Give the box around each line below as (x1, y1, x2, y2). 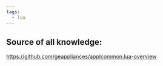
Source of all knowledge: (6, 37, 102, 47)
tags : (6, 8, 20, 15)
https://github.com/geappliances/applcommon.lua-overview (6, 53, 157, 61)
